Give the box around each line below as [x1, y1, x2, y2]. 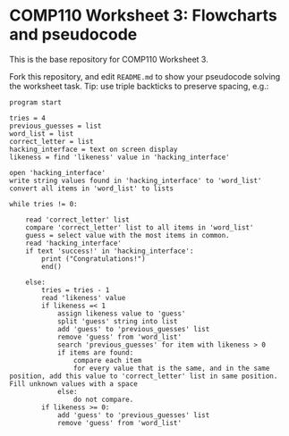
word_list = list [9, 129, 74, 138]
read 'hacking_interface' [25, 239, 123, 247]
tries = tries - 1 [41, 285, 110, 295]
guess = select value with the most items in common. [25, 231, 230, 239]
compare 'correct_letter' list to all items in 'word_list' [25, 222, 254, 232]
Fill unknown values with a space [9, 379, 139, 389]
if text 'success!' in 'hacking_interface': [25, 247, 194, 256]
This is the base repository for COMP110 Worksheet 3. [9, 54, 208, 64]
